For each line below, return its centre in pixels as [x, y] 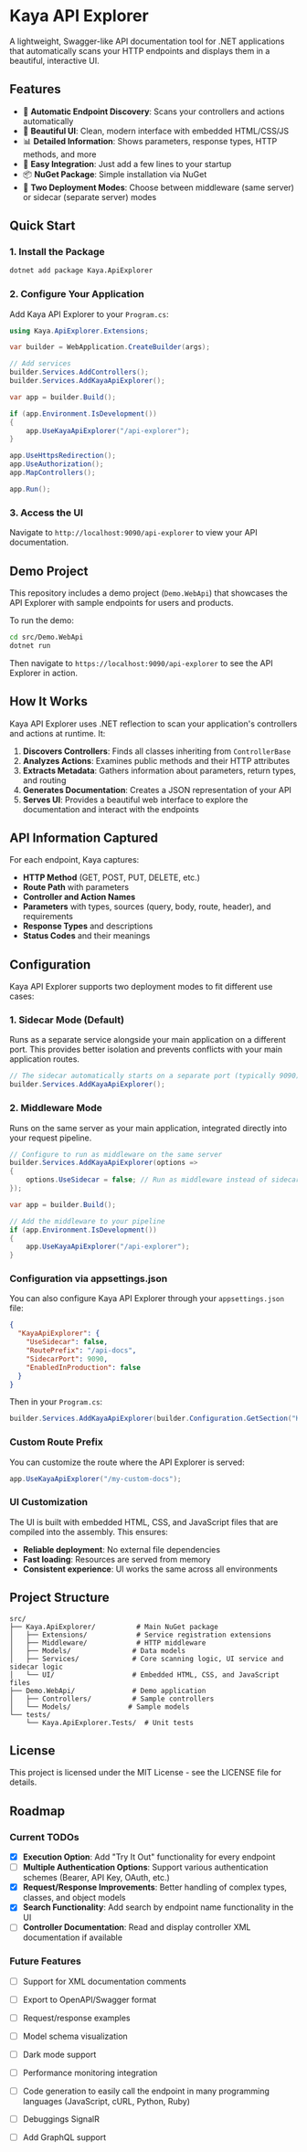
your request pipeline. [51, 1138]
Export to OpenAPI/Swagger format [90, 1999]
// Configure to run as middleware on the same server [116, 1154]
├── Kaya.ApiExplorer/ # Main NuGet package [114, 1627]
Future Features [46, 1961]
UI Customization [49, 1502]
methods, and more [59, 154]
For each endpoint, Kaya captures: [74, 860]
